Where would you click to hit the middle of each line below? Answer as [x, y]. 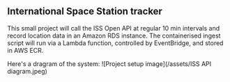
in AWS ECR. [25, 50]
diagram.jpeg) [27, 71]
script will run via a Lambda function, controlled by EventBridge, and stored [115, 43]
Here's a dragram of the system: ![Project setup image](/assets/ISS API [109, 64]
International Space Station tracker [85, 11]
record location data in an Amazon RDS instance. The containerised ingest [114, 35]
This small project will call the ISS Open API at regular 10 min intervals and [114, 28]
